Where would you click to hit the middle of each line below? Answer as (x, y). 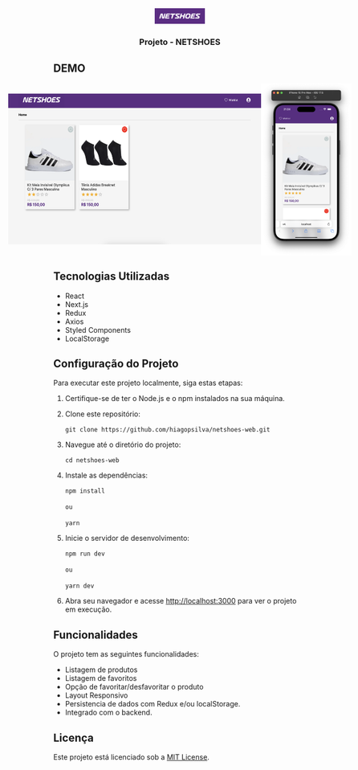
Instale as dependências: (106, 475)
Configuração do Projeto (116, 364)
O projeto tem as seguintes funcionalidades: (126, 654)
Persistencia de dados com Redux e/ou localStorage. (153, 704)
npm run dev (85, 554)
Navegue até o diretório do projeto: (123, 444)
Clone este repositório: (103, 414)
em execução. (88, 609)
